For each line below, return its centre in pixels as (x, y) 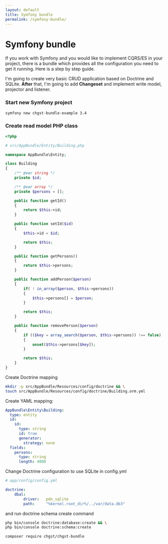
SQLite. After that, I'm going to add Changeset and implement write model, (83, 84)
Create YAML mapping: (30, 401)
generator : (30, 438)
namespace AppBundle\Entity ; (36, 154)
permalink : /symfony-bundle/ (36, 19)
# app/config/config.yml (31, 481)
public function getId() (40, 201)
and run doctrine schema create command (50, 513)
